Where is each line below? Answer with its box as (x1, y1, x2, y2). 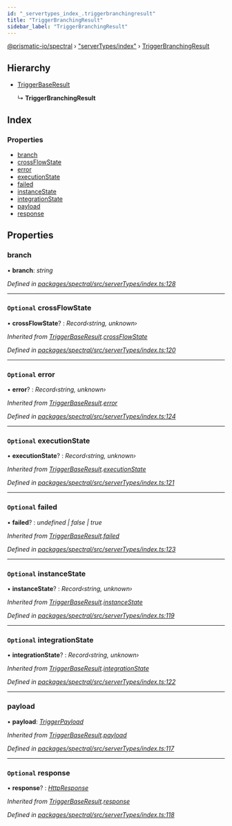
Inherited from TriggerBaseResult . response (7, 797, 130, 805)
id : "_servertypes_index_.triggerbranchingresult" (7, 10, 156, 17)
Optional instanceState (7, 569, 86, 579)
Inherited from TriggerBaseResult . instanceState (7, 598, 143, 606)
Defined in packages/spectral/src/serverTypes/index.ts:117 (7, 744, 175, 753)
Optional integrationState (7, 635, 94, 644)
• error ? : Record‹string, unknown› (7, 385, 106, 394)
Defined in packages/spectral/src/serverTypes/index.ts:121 (7, 479, 175, 487)
